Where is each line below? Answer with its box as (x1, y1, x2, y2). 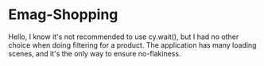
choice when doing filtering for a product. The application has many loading (8, 40, 257, 49)
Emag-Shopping (8, 6, 118, 24)
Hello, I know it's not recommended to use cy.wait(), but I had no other (8, 32, 239, 41)
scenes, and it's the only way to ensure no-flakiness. (8, 49, 181, 58)
